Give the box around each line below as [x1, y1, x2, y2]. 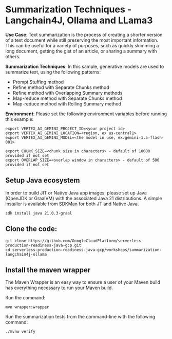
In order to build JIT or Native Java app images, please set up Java [5, 189, 147, 196]
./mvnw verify [5, 329, 36, 334]
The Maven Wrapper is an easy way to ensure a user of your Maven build [5, 279, 161, 286]
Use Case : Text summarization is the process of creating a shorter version [5, 31, 163, 38]
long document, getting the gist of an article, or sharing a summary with [5, 48, 158, 54]
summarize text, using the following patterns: [5, 68, 101, 75]
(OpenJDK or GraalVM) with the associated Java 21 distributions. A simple [5, 195, 162, 201]
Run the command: [5, 295, 46, 301]
